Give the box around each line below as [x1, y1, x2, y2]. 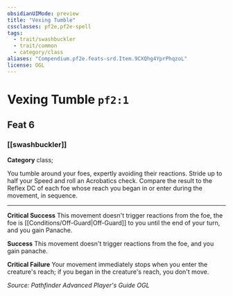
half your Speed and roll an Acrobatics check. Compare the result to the [7, 176, 213, 184]
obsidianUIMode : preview [7, 10, 79, 17]
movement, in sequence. [7, 191, 78, 200]
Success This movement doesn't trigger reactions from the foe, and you [7, 239, 214, 247]
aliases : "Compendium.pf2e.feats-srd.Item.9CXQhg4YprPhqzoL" [7, 55, 188, 62]
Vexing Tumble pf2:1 [7, 92, 130, 107]
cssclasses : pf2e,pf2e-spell [7, 23, 92, 30]
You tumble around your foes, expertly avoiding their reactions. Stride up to [7, 169, 223, 177]
